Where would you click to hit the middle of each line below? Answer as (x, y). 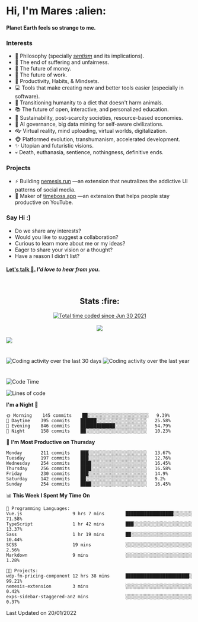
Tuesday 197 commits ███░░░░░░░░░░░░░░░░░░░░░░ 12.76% (88, 458)
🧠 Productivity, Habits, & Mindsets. (57, 81)
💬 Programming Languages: (38, 509)
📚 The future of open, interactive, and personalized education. (92, 109)
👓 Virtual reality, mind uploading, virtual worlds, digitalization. (91, 131)
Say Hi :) (18, 218)
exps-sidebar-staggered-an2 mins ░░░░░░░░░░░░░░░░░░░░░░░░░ (99, 597)
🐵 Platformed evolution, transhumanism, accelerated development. (98, 139)
